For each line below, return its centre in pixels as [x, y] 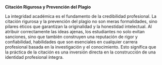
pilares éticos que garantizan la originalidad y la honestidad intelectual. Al [78, 26]
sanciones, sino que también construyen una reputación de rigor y [72, 37]
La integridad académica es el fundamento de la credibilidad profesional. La [81, 16]
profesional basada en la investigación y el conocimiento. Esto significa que [81, 47]
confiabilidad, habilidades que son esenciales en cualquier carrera [71, 42]
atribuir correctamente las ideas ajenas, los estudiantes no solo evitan [75, 32]
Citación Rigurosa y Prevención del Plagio [48, 7]
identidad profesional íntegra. [34, 57]
